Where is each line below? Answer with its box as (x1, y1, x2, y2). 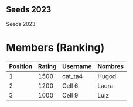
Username (62, 62, 92, 70)
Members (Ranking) (6, 41, 105, 54)
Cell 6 (62, 82, 79, 90)
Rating (37, 62, 57, 70)
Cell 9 (62, 91, 79, 99)
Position (9, 62, 33, 70)
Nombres (97, 62, 124, 70)
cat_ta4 (62, 72, 83, 80)
